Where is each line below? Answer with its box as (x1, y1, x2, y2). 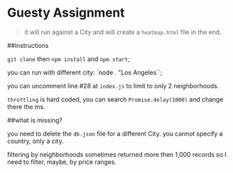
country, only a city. (7, 137, 64, 145)
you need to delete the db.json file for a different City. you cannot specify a (7, 129, 223, 138)
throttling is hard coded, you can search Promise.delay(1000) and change (7, 95, 224, 104)
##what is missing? (7, 116, 63, 124)
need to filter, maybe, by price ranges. (7, 158, 117, 166)
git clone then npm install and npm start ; (7, 54, 130, 63)
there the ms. (7, 102, 45, 110)
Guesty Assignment (7, 5, 125, 21)
